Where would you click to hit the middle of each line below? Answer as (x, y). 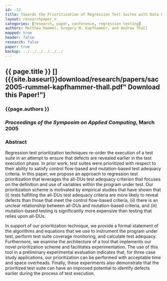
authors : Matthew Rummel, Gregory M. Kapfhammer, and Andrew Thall (77, 28)
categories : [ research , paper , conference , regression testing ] (73, 24)
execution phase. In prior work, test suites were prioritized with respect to (81, 163)
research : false (22, 42)
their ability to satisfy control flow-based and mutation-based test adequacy (83, 169)
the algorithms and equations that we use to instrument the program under (82, 231)
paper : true (17, 47)
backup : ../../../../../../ (34, 51)
